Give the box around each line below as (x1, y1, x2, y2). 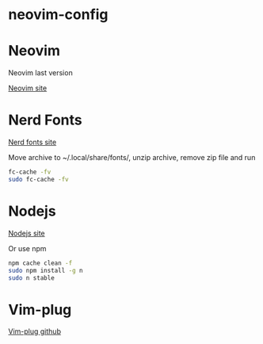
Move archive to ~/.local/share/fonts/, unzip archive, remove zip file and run (8, 153, 256, 162)
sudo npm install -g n (8, 266, 83, 274)
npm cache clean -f (8, 259, 73, 267)
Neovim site (8, 83, 48, 93)
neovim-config (8, 6, 109, 24)
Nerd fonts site (8, 137, 57, 147)
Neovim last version (8, 68, 73, 78)
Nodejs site (8, 228, 45, 238)
